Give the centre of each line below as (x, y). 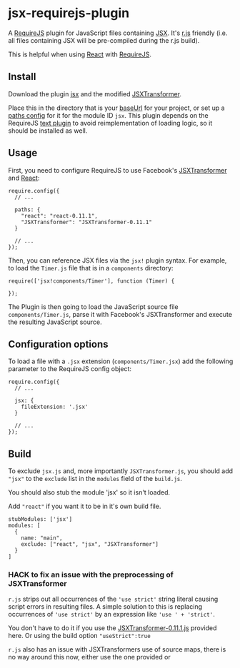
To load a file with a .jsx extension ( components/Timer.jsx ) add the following (121, 361)
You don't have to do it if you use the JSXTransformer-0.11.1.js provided (112, 628)
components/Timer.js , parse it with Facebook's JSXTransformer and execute (120, 314)
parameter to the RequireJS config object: (70, 369)
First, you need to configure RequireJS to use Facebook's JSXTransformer (117, 170)
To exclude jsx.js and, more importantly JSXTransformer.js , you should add (121, 471)
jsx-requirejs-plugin (69, 13)
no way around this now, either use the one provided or (89, 657)
